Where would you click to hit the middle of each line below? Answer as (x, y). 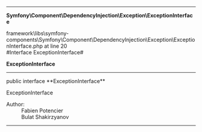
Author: (16, 104)
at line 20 (56, 46)
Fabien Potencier (42, 110)
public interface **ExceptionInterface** (56, 81)
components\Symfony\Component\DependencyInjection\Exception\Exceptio (101, 40)
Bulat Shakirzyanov (45, 117)
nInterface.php (25, 46)
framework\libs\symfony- (38, 33)
